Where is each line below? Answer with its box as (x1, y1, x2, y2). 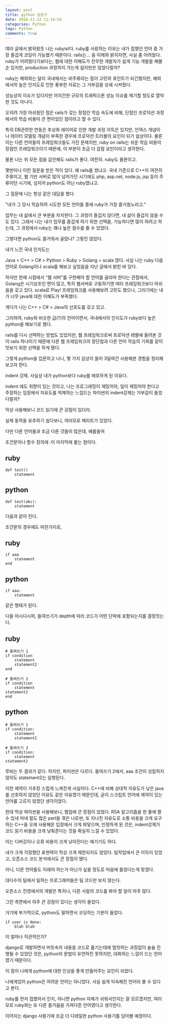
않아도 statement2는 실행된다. (5, 774, 66, 781)
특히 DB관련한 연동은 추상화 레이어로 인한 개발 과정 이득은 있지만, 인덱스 (5, 127, 147, 132)
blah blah (14, 924, 35, 929)
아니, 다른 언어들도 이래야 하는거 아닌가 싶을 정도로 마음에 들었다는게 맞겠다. (5, 866, 155, 872)
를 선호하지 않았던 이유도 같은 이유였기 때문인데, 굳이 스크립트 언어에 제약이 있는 (5, 791, 163, 797)
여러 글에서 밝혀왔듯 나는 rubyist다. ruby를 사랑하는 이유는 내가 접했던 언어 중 (5, 46, 158, 51)
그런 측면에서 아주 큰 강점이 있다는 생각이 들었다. (5, 898, 101, 905)
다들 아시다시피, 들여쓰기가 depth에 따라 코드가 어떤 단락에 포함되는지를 (5, 613, 147, 619)
